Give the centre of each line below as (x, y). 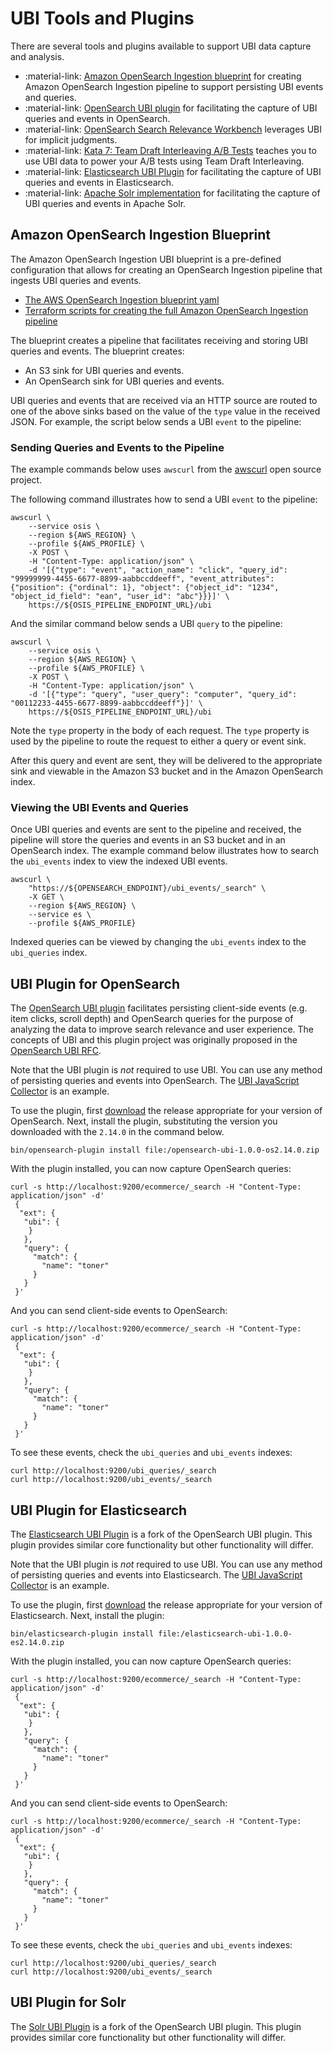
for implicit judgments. (71, 139)
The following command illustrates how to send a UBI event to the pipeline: (164, 499)
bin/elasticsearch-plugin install (82, 1633)
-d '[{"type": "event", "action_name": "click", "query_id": (158, 570)
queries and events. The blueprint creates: (97, 351)
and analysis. (37, 56)
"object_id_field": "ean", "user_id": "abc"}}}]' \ (120, 597)
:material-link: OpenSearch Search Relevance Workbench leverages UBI (173, 129)
